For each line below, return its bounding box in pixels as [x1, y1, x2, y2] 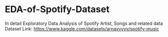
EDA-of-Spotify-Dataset [5, 4, 110, 15]
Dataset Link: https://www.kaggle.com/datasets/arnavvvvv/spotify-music [5, 25, 159, 31]
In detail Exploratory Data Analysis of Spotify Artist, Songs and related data [5, 20, 163, 26]
